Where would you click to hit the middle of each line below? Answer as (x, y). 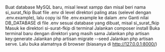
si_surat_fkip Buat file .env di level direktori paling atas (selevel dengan (78, 12)
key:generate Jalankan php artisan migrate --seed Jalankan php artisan (79, 39)
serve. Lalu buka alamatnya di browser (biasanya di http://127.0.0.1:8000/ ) (81, 44)
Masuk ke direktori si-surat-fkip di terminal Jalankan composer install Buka (83, 28)
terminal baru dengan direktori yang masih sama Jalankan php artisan (77, 33)
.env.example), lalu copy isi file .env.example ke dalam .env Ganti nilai (77, 18)
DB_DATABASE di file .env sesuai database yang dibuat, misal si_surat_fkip (82, 23)
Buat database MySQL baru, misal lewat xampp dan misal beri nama (75, 7)
